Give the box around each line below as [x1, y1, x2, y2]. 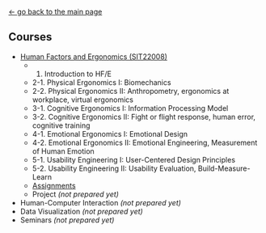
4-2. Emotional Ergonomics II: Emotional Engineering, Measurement [32, 138, 258, 147]
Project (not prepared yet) [32, 189, 120, 199]
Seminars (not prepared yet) [19, 214, 115, 225]
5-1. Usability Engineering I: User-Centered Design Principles [32, 155, 236, 164]
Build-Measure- [197, 163, 251, 173]
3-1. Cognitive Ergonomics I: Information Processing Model [32, 103, 229, 112]
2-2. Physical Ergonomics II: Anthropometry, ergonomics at [32, 86, 230, 95]
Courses [8, 30, 53, 44]
